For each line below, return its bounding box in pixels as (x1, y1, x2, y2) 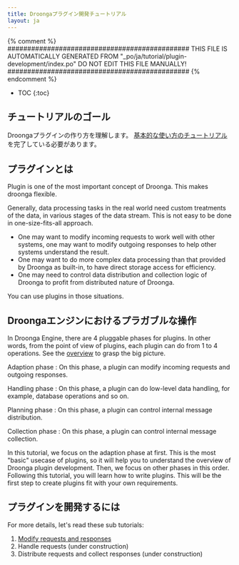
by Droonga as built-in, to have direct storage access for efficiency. (17, 263, 216, 272)
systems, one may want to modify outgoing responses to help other (17, 240, 217, 249)
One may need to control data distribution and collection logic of (17, 270, 208, 279)
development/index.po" (7, 59, 76, 68)
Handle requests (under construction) (17, 541, 129, 550)
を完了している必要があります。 (7, 140, 101, 148)
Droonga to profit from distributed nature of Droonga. (17, 278, 175, 287)
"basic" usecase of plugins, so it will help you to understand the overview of (7, 456, 232, 464)
